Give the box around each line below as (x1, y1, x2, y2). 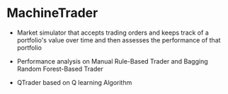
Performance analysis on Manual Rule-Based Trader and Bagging (16, 57, 208, 65)
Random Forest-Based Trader (16, 64, 103, 73)
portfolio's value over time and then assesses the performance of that (16, 35, 221, 44)
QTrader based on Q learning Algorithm (16, 78, 132, 86)
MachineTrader (6, 5, 98, 21)
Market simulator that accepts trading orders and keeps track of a (16, 28, 210, 37)
